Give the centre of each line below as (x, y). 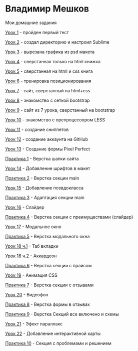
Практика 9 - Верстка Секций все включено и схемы (62, 314)
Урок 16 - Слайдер (25, 207)
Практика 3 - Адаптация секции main (45, 197)
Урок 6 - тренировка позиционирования (48, 81)
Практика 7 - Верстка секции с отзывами (49, 285)
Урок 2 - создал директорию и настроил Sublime (57, 42)
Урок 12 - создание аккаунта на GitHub (47, 139)
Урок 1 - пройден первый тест (37, 32)
